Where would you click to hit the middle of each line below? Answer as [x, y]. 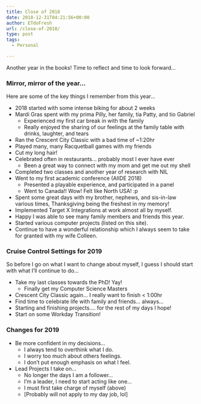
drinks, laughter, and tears [56, 133]
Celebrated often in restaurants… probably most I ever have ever [95, 159]
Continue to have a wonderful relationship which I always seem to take [102, 230]
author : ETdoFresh [29, 23]
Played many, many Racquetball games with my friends [83, 146]
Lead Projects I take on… [46, 369]
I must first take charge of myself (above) [75, 388]
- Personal [25, 46]
